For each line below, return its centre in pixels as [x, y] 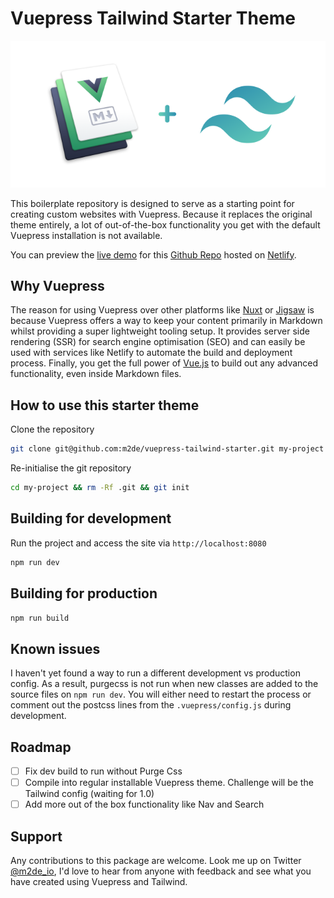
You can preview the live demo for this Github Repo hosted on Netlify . [153, 254]
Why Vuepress [57, 286]
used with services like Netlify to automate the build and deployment [151, 353]
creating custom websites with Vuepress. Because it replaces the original [161, 214]
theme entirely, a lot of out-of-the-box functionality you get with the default [165, 224]
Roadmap [41, 747]
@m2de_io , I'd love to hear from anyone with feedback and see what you [161, 871]
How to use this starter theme [105, 405]
